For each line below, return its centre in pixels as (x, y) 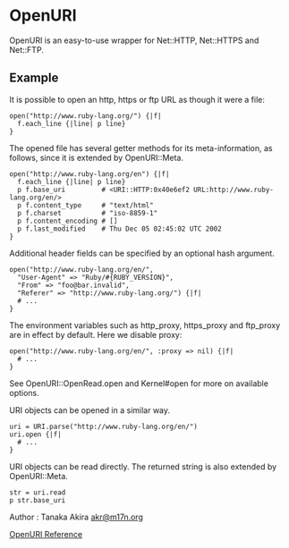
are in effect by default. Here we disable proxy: (96, 334)
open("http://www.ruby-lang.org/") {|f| (86, 116)
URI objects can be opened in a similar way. (90, 410)
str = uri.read (38, 493)
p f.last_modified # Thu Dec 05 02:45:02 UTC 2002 (119, 229)
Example (34, 78)
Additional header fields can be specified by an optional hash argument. (142, 253)
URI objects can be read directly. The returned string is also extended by (143, 467)
